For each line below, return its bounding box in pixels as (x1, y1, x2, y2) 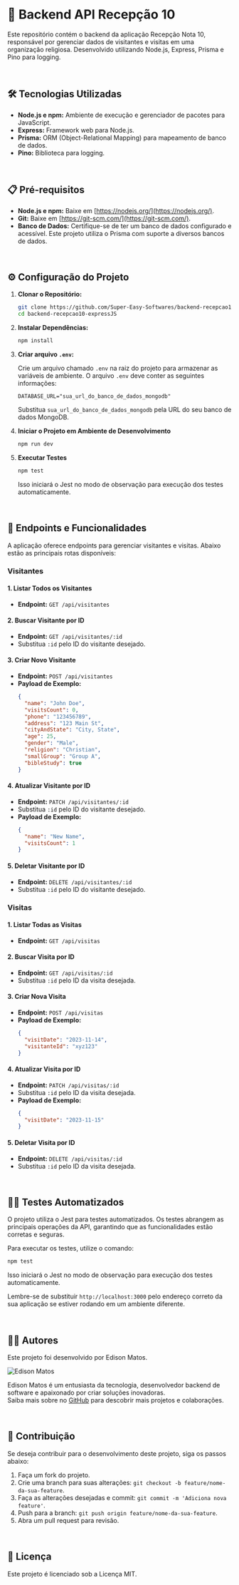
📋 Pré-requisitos (7, 184, 85, 196)
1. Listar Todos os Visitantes (7, 584, 92, 593)
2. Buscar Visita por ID (7, 953, 75, 961)
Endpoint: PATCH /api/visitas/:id (17, 1080, 119, 1089)
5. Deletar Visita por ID (7, 1138, 75, 1147)
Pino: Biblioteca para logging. (17, 148, 105, 157)
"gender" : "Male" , (24, 739, 79, 747)
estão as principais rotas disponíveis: (7, 548, 116, 557)
